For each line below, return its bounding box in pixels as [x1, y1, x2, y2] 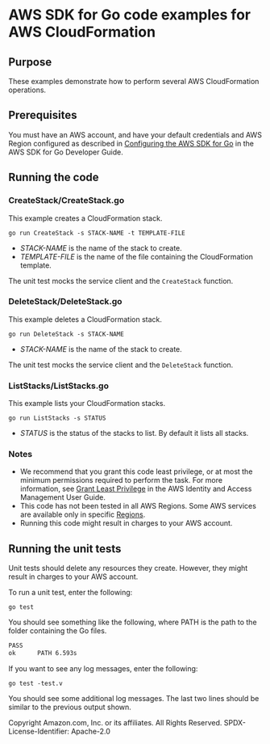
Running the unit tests [8, 542, 122, 556]
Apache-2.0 [71, 726, 111, 736]
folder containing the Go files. [8, 626, 107, 636]
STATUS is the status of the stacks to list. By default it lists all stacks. [19, 429, 249, 438]
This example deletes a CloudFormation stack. [8, 314, 163, 324]
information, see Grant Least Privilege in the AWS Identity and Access [19, 484, 252, 494]
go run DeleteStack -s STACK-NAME [8, 330, 125, 338]
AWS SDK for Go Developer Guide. [8, 147, 123, 157]
